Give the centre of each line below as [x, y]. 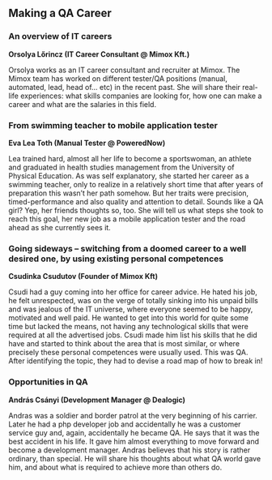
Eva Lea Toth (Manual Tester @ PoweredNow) [87, 143]
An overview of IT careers [60, 36]
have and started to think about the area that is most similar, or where [124, 344]
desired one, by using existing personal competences [116, 259]
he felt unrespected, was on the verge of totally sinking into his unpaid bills [134, 301]
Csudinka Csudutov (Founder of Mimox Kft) [83, 276]
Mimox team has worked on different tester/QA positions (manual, [118, 78]
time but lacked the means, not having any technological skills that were [128, 327]
